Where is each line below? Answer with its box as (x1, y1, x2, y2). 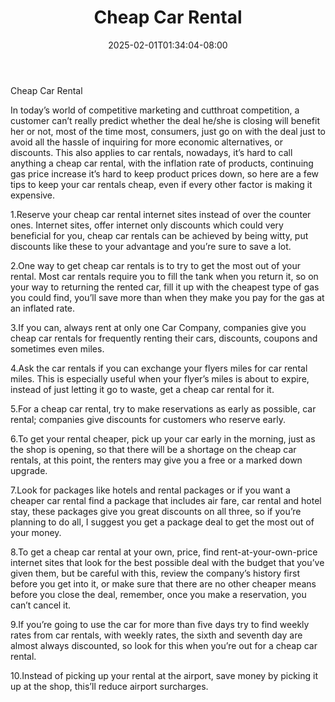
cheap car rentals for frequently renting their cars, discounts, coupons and (10, 332, 318, 344)
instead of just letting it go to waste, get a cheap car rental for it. (10, 383, 275, 395)
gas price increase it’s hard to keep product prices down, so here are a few (10, 167, 320, 180)
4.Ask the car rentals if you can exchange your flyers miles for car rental (10, 362, 308, 374)
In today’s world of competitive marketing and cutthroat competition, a (10, 104, 300, 116)
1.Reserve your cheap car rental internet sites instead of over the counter (10, 208, 312, 220)
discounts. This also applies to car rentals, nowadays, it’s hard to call (10, 146, 293, 158)
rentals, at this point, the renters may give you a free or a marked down (10, 454, 303, 466)
